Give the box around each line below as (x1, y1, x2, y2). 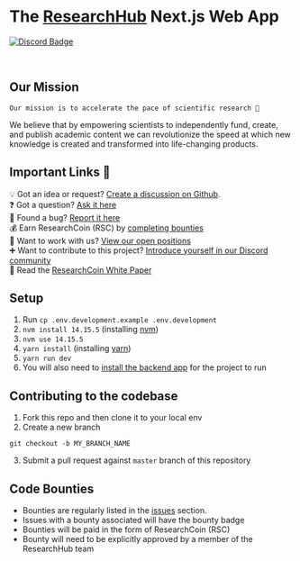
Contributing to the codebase (9, 388, 178, 403)
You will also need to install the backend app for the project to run (22, 362, 268, 373)
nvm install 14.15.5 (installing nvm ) (22, 324, 159, 335)
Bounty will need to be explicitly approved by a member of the (22, 534, 254, 544)
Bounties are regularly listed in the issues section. (22, 505, 207, 515)
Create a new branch (22, 421, 101, 433)
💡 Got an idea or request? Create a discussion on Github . (9, 188, 221, 199)
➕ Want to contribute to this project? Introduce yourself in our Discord (9, 245, 268, 256)
